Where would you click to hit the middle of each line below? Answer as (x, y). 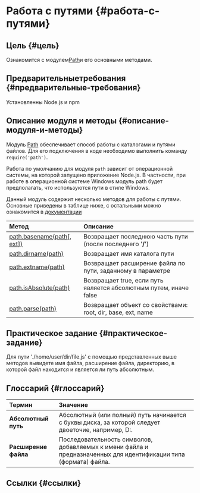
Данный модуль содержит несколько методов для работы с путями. (94, 199)
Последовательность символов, (106, 439)
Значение (73, 405)
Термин (21, 405)
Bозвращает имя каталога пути (129, 253)
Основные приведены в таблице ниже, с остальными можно (84, 205)
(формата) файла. (84, 462)
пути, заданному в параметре (127, 271)
